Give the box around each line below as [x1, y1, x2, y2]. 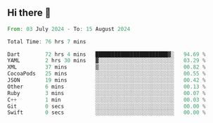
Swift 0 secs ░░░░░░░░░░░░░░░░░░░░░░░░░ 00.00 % [7, 109, 206, 116]
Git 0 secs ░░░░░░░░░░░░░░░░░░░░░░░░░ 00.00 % [7, 103, 206, 110]
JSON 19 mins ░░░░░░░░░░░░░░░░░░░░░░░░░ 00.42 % [7, 77, 206, 84]
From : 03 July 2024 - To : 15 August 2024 [7, 25, 131, 32]
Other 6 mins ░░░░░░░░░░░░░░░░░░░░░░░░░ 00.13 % [7, 83, 206, 90]
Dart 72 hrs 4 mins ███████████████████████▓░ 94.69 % [7, 50, 206, 58]
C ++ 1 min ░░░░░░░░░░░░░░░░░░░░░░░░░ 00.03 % [7, 96, 206, 103]
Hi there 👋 [7, 7, 51, 19]
